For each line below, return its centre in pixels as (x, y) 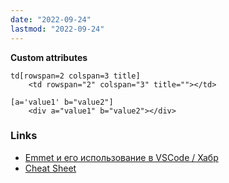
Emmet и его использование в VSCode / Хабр (121, 157)
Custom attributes (49, 57)
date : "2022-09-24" (51, 19)
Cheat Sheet (50, 168)
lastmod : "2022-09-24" (57, 29)
